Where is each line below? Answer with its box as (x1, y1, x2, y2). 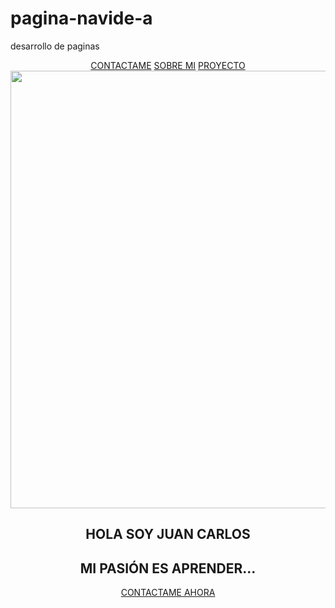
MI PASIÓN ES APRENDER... (79, 560, 257, 577)
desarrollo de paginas (10, 40, 100, 52)
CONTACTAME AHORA (120, 587, 216, 599)
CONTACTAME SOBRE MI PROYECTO (90, 59, 246, 71)
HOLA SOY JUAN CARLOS (85, 526, 251, 543)
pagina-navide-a (10, 7, 153, 30)
